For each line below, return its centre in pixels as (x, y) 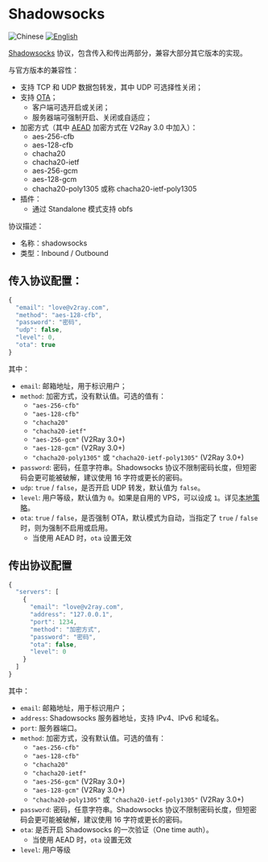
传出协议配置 (40, 565)
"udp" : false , (39, 330)
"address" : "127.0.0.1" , (71, 615)
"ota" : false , (54, 645)
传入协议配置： (45, 281)
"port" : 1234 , (54, 622)
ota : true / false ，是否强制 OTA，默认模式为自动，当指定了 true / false (139, 518)
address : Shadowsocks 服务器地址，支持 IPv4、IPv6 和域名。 (122, 718)
